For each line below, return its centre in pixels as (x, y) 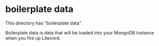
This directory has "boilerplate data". (44, 23)
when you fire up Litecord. (33, 38)
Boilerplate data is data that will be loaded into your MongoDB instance (80, 32)
